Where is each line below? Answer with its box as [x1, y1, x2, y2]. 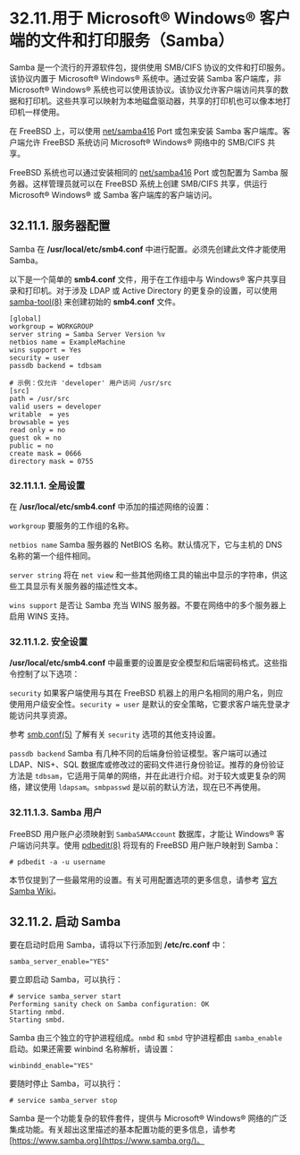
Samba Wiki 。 [9, 885, 61, 896]
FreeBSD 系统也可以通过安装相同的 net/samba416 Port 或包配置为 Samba [9, 167, 279, 177]
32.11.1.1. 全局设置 [9, 479, 86, 492]
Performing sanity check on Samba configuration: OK [9, 1000, 210, 1009]
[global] [9, 314, 42, 323]
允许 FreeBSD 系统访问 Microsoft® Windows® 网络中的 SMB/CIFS [24, 136, 266, 148]
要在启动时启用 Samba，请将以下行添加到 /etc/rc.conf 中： [9, 939, 229, 950]
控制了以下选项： [16, 669, 80, 680]
